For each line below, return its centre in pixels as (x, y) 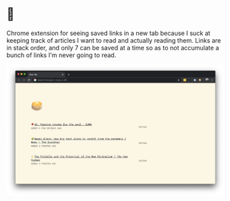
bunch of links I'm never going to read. (61, 55)
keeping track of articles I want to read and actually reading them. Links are (114, 40)
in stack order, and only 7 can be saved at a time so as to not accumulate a (113, 47)
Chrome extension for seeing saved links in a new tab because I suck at (108, 33)
